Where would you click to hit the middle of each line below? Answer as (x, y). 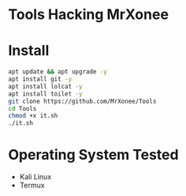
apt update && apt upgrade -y (58, 72)
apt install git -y (40, 79)
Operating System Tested (93, 155)
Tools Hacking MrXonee (89, 15)
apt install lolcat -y (45, 86)
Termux (32, 185)
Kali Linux (35, 177)
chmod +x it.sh (33, 116)
